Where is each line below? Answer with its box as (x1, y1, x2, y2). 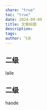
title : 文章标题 (5, 21, 37, 27)
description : (5, 26, 33, 32)
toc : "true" (5, 12, 31, 17)
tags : (5, 31, 17, 36)
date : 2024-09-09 (5, 17, 42, 22)
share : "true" (5, 7, 36, 13)
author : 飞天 (5, 36, 32, 41)
